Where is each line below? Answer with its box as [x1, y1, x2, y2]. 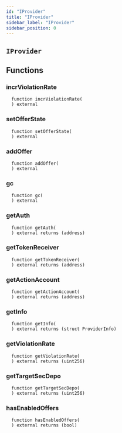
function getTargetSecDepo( [11, 385, 80, 391]
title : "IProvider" [6, 14, 54, 20]
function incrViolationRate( [11, 96, 83, 102]
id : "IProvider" [6, 8, 46, 15]
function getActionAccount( [11, 289, 80, 295]
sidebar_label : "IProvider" [6, 19, 75, 25]
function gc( [11, 192, 43, 199]
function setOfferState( [11, 128, 72, 134]
